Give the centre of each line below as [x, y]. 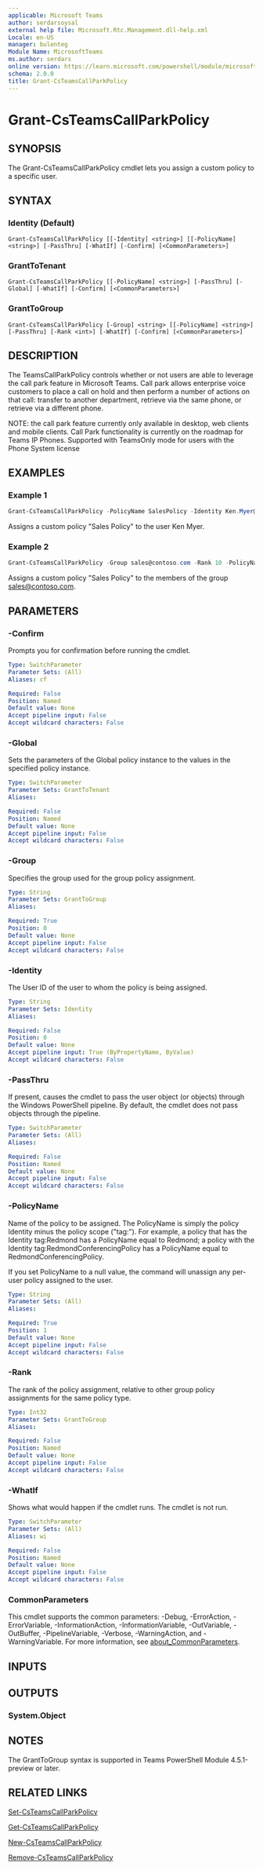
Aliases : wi [27, 1536]
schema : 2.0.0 [31, 74]
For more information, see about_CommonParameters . [153, 1642]
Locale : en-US [31, 37]
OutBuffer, [25, 1634]
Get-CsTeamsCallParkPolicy [54, 1827]
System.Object [37, 1715]
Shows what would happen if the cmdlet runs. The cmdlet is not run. [118, 1507]
